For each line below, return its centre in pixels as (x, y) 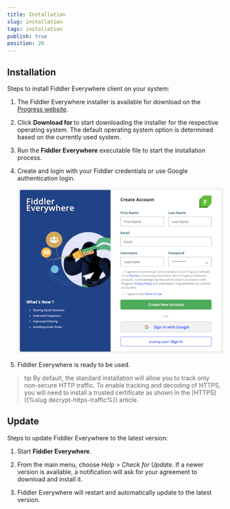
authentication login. (46, 178)
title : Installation (37, 14)
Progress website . (43, 109)
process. (30, 157)
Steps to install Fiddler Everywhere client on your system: (89, 88)
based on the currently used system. (69, 137)
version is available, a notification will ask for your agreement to (107, 472)
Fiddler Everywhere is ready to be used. (73, 364)
